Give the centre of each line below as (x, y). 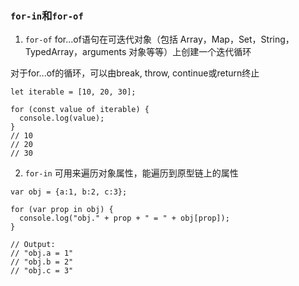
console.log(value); (62, 118)
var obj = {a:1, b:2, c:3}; (69, 192)
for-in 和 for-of (47, 15)
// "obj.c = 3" (42, 271)
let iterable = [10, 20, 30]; (73, 92)
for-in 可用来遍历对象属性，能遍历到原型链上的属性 (131, 173)
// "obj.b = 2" (42, 262)
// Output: (33, 245)
